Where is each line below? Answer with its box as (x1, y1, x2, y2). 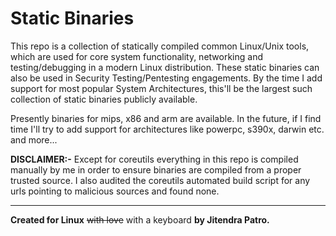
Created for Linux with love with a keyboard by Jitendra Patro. (10, 213, 270, 226)
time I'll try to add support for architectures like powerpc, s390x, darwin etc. (10, 123, 325, 135)
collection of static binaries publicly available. (10, 93, 198, 105)
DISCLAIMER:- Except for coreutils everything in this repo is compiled (10, 153, 299, 165)
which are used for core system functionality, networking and (10, 50, 264, 62)
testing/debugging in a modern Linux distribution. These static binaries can (10, 61, 320, 73)
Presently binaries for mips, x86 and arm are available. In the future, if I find (10, 112, 322, 124)
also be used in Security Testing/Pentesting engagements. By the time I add (10, 72, 323, 84)
